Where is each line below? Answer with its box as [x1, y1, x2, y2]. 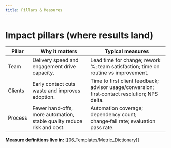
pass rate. [90, 124, 115, 131]
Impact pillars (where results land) [5, 29, 154, 41]
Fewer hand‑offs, [32, 105, 73, 112]
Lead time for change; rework [90, 56, 161, 64]
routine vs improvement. [90, 69, 149, 76]
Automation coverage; [90, 105, 144, 112]
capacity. [32, 69, 55, 76]
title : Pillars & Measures [5, 7, 63, 13]
